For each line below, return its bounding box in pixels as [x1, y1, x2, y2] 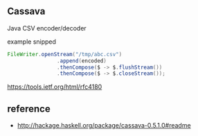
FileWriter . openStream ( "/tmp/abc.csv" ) [7, 51, 123, 58]
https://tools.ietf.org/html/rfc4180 [7, 83, 102, 91]
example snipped [7, 37, 57, 46]
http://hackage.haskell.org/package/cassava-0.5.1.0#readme [17, 121, 192, 130]
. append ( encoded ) [56, 57, 107, 65]
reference [7, 103, 51, 114]
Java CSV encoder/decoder [7, 24, 87, 32]
